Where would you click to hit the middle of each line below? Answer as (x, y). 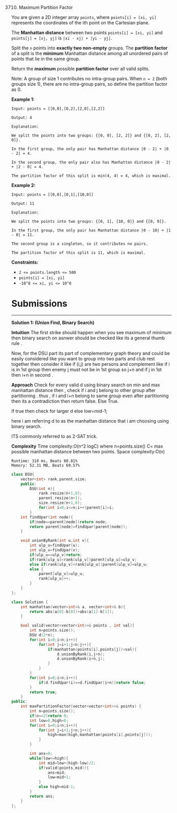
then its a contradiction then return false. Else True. (65, 401)
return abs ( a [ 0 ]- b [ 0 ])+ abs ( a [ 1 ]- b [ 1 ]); (72, 612)
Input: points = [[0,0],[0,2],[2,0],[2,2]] (58, 109)
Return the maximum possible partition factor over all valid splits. (81, 69)
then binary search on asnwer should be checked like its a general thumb (88, 338)
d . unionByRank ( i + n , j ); (81, 659)
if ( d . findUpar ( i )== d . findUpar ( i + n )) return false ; (92, 682)
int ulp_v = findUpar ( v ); (55, 550)
